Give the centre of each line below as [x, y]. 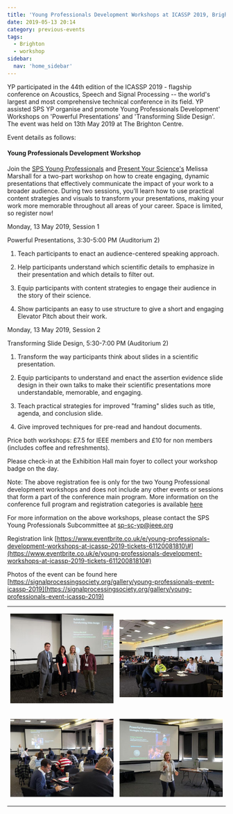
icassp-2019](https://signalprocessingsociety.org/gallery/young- [100, 589]
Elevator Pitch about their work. [62, 316]
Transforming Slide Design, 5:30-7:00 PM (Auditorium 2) [88, 343]
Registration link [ [32, 538]
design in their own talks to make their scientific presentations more [114, 385]
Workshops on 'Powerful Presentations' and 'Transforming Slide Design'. [111, 116]
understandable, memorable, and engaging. [80, 392]
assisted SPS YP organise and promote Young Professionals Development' [114, 109]
